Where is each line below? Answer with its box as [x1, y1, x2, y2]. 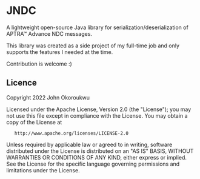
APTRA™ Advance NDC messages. [6, 30, 93, 37]
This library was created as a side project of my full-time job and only [6, 42, 180, 49]
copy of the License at [6, 118, 62, 126]
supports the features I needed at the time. [6, 48, 113, 55]
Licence [6, 78, 38, 88]
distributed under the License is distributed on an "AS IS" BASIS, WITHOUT [6, 147, 194, 155]
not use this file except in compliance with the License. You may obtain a [6, 112, 188, 119]
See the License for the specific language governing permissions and [6, 160, 180, 167]
